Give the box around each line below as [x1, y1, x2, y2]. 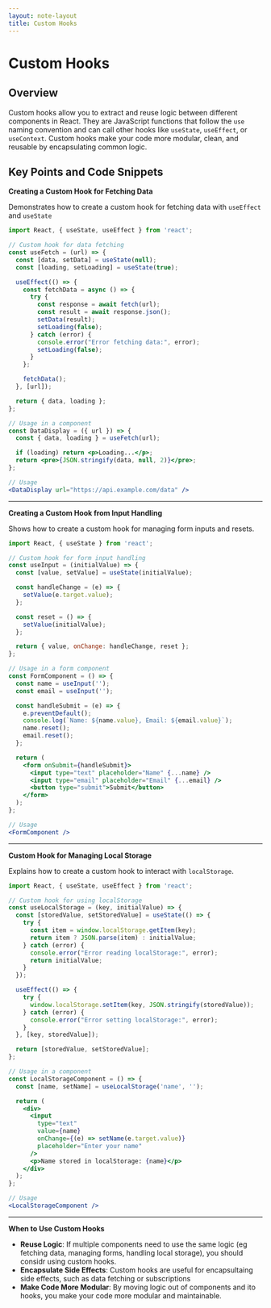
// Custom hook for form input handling [8, 554, 147, 562]
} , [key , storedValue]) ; [15, 1030, 99, 1039]
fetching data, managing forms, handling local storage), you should [19, 1247, 244, 1257]
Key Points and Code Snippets [8, 165, 164, 178]
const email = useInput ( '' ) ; [15, 687, 114, 695]
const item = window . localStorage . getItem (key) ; [29, 926, 197, 934]
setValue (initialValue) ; [23, 621, 106, 629]
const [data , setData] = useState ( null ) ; [15, 256, 157, 264]
